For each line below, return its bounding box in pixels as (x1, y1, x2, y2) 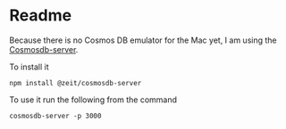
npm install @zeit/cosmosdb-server (9, 78, 142, 87)
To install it (9, 61, 49, 72)
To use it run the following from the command (9, 94, 177, 105)
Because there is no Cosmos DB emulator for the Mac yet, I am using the (9, 35, 277, 45)
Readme (9, 5, 72, 26)
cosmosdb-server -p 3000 (9, 111, 102, 120)
